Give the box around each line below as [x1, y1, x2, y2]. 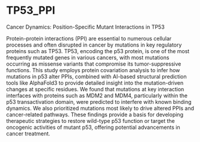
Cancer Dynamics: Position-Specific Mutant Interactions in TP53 [6, 23, 165, 30]
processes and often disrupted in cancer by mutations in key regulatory [6, 41, 182, 48]
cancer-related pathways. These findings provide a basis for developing [6, 111, 184, 118]
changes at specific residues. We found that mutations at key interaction [6, 85, 184, 92]
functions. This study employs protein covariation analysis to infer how [6, 66, 180, 73]
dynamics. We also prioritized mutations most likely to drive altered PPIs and [6, 104, 194, 112]
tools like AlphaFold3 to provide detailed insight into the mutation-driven [6, 79, 184, 87]
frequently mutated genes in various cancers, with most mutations [6, 54, 170, 61]
